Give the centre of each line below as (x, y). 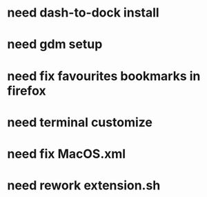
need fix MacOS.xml (67, 154)
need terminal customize (80, 122)
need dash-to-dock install (83, 13)
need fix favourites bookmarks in (104, 76)
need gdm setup (55, 45)
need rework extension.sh (84, 186)
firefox (27, 91)
